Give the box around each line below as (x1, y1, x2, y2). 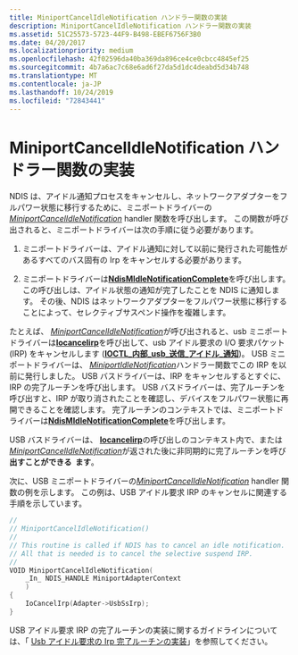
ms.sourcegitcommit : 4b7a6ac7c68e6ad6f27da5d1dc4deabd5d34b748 (9, 63, 250, 72)
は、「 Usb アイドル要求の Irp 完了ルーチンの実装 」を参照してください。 (9, 635, 273, 646)
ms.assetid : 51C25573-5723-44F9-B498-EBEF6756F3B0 (9, 29, 202, 38)
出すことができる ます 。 (9, 457, 100, 467)
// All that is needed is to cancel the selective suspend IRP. (9, 549, 253, 558)
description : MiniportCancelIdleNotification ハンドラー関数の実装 (9, 21, 252, 30)
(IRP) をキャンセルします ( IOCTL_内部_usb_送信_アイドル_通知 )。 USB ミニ (9, 348, 286, 359)
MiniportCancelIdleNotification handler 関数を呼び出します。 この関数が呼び (9, 214, 289, 224)
